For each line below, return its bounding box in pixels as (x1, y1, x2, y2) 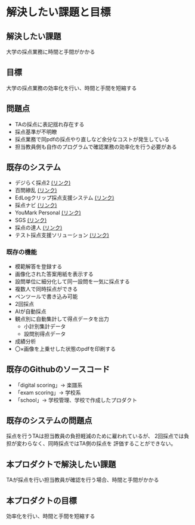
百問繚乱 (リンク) (14, 187, 57, 194)
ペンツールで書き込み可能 (14, 293, 78, 300)
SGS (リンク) (14, 217, 47, 224)
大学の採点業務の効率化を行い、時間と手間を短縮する (6, 84, 137, 92)
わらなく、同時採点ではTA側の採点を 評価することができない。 (21, 440, 177, 447)
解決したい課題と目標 (6, 5, 112, 19)
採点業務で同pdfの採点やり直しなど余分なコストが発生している (14, 135, 170, 142)
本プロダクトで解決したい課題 (6, 459, 116, 469)
